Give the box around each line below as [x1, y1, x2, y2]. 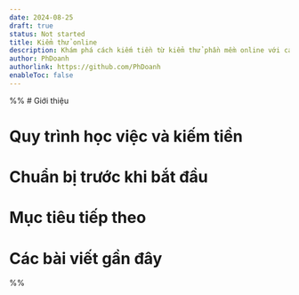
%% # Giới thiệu [9, 95, 69, 106]
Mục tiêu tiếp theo [9, 208, 147, 227]
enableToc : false [9, 71, 74, 80]
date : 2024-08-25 [9, 12, 74, 22]
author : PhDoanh [9, 54, 69, 63]
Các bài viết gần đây [9, 248, 163, 268]
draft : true [9, 21, 53, 30]
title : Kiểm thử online [9, 37, 98, 47]
